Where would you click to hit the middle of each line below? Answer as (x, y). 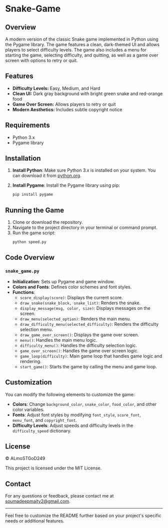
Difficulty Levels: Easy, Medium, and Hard (56, 88)
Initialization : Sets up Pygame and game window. (63, 281)
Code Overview (30, 257)
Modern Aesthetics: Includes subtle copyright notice (67, 109)
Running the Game (34, 210)
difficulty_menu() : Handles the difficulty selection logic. (78, 345)
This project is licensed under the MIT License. (53, 468)
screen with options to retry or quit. (41, 60)
